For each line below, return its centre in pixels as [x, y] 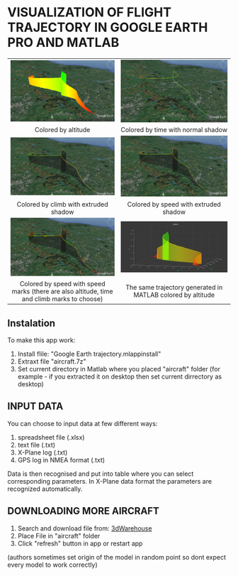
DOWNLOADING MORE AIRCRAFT [83, 511]
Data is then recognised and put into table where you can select [101, 474]
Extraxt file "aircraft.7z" [52, 361]
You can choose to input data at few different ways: [83, 423]
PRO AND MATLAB [63, 43]
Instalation [31, 323]
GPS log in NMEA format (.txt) [61, 460]
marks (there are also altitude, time [62, 291]
